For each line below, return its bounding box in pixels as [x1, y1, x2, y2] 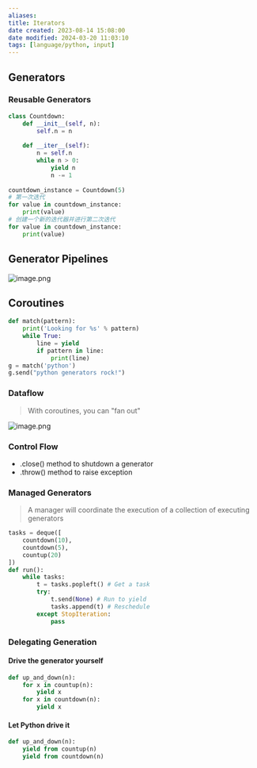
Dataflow [8, 388, 44, 399]
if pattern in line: [36, 347, 104, 355]
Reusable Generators [8, 94, 92, 106]
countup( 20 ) [22, 551, 62, 559]
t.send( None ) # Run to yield [50, 596, 147, 604]
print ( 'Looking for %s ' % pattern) [22, 324, 140, 333]
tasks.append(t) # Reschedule [50, 602, 150, 611]
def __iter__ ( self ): [22, 142, 90, 150]
